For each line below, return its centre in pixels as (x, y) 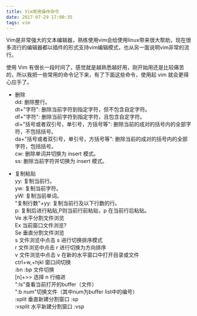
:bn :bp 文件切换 (34, 270)
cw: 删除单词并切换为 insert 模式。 (57, 154)
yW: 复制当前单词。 (38, 196)
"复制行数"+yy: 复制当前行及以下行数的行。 (67, 203)
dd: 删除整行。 (32, 102)
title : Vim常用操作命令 (33, 12)
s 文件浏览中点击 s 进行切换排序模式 (59, 240)
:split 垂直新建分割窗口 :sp (46, 299)
